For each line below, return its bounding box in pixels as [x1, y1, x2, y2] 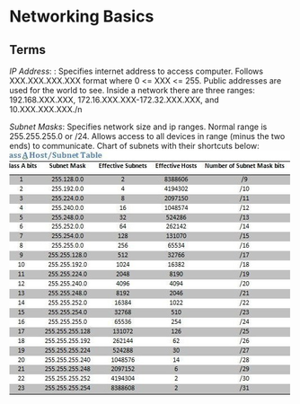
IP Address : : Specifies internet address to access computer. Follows [9, 66, 263, 76]
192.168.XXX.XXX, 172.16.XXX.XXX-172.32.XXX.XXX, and [9, 94, 220, 105]
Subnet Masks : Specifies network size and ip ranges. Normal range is [9, 121, 268, 132]
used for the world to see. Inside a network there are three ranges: [9, 85, 256, 95]
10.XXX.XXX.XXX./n [9, 104, 83, 114]
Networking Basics [9, 6, 154, 27]
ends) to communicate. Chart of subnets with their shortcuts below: [9, 141, 260, 151]
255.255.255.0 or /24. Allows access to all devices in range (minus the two [9, 131, 286, 141]
